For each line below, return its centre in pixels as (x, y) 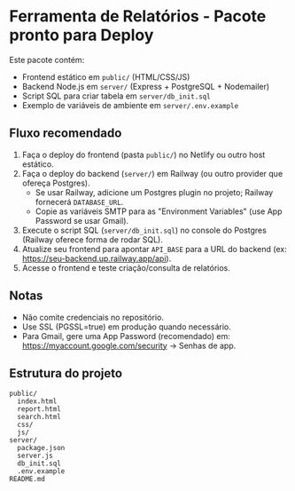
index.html (37, 401)
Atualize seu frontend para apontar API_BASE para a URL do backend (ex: (155, 249)
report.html (39, 409)
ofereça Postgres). (56, 183)
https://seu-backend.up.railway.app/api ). (97, 258)
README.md (27, 479)
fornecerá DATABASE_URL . (79, 202)
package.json (41, 448)
